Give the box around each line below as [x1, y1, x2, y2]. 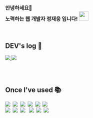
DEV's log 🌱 [5, 41, 42, 50]
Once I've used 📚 [5, 85, 61, 94]
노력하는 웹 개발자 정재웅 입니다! [5, 15, 78, 22]
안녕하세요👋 [5, 4, 32, 11]
